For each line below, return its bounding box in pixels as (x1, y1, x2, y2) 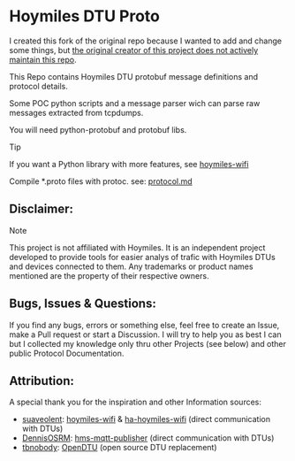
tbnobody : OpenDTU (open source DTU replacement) (21, 442, 218, 453)
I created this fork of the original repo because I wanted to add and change (9, 35, 283, 46)
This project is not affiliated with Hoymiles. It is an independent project (9, 242, 266, 253)
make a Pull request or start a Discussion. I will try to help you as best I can (9, 329, 282, 340)
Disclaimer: (9, 202, 73, 217)
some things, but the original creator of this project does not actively (9, 44, 259, 55)
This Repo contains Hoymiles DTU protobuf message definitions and (9, 71, 259, 81)
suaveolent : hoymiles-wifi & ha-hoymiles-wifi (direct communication (21, 414, 271, 425)
